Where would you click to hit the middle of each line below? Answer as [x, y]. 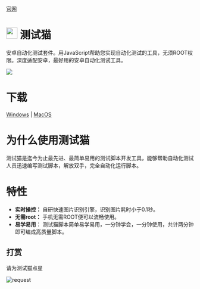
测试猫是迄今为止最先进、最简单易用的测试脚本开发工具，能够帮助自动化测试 [100, 158]
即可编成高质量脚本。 [41, 232]
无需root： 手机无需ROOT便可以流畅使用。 [67, 217]
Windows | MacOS [29, 114]
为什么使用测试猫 [48, 140]
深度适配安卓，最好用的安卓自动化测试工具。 [71, 60]
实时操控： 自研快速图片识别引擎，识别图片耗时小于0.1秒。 [87, 209]
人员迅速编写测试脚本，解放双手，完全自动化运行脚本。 [74, 165]
